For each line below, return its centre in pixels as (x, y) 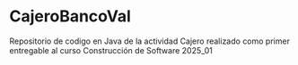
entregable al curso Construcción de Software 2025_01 (111, 50)
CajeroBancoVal (70, 16)
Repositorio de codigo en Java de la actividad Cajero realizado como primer (149, 41)
